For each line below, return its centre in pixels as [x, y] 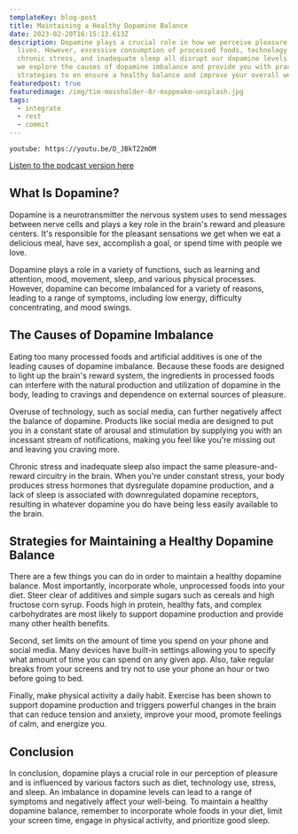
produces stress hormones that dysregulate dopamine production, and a [142, 485]
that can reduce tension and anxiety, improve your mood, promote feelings [145, 714]
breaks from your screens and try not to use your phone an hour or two [139, 669]
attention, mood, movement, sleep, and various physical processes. [133, 279]
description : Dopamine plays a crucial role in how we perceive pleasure [149, 42]
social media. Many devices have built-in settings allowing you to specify [143, 650]
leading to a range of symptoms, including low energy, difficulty [125, 297]
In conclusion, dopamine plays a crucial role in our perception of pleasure [144, 774]
